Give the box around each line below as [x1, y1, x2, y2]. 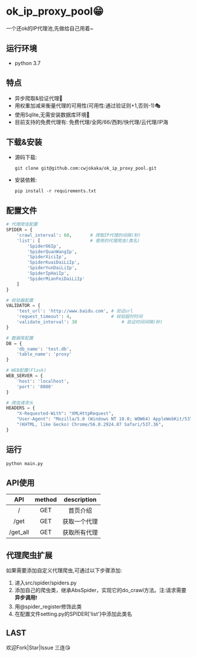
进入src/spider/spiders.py [14, 579, 77, 587]
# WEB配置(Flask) [6, 368, 47, 374]
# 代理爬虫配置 [6, 221, 38, 227]
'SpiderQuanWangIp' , [27, 248, 77, 255]
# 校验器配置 [6, 297, 33, 303]
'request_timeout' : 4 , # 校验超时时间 [16, 314, 143, 320]
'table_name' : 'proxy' [16, 351, 72, 357]
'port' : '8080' [16, 384, 54, 389]
